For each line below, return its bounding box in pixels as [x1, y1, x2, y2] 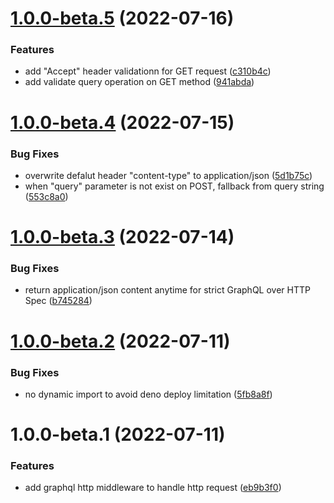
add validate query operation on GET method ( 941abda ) [24, 76, 255, 88]
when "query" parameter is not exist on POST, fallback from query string [24, 180, 325, 192]
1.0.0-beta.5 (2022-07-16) [10, 7, 235, 30]
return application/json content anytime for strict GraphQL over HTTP [24, 284, 311, 296]
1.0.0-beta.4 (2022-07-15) [10, 111, 235, 134]
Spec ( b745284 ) [24, 295, 93, 307]
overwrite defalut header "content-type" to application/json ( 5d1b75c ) [24, 169, 313, 181]
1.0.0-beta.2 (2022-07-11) [10, 330, 231, 352]
